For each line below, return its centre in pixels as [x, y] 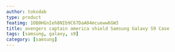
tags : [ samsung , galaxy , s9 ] [42, 34]
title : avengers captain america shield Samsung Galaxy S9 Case [88, 28]
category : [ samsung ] [32, 39]
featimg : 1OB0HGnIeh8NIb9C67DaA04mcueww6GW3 [62, 23]
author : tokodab [26, 12]
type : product [24, 17]
